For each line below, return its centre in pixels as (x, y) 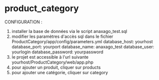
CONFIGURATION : (23, 22)
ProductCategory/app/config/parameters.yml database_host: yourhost (82, 41)
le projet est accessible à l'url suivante (50, 57)
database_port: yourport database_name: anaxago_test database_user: (83, 47)
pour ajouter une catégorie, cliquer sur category (60, 72)
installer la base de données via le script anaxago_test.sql (69, 31)
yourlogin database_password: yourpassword (57, 52)
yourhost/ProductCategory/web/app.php (52, 62)
